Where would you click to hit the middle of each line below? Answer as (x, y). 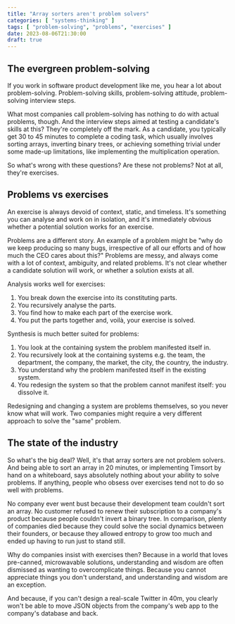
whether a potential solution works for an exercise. (81, 227)
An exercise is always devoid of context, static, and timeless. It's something (117, 211)
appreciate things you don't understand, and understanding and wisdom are (118, 577)
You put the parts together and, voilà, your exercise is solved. (106, 320)
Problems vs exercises (58, 195)
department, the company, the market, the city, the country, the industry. (123, 362)
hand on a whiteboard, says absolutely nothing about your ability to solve (113, 475)
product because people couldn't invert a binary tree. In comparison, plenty (117, 518)
